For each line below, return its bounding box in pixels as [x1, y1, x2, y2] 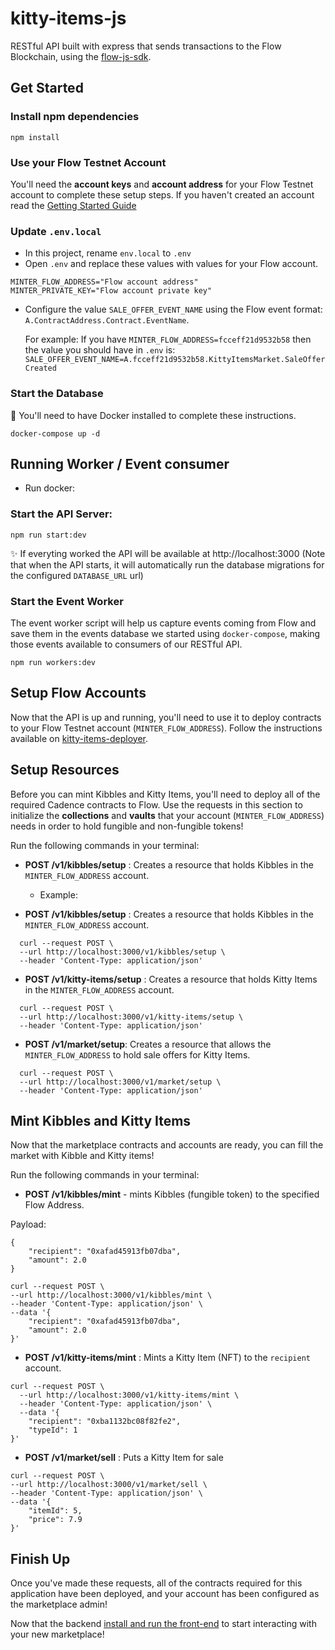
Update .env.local [10, 224, 102, 238]
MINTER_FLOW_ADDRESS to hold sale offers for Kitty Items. [24, 1048, 251, 1061]
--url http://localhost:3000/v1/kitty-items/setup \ [19, 1012, 244, 1022]
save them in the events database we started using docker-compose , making [10, 627, 321, 639]
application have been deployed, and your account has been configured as [10, 1588, 320, 1600]
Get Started [10, 80, 84, 97]
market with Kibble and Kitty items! [10, 1150, 155, 1162]
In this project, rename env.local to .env [24, 247, 192, 259]
